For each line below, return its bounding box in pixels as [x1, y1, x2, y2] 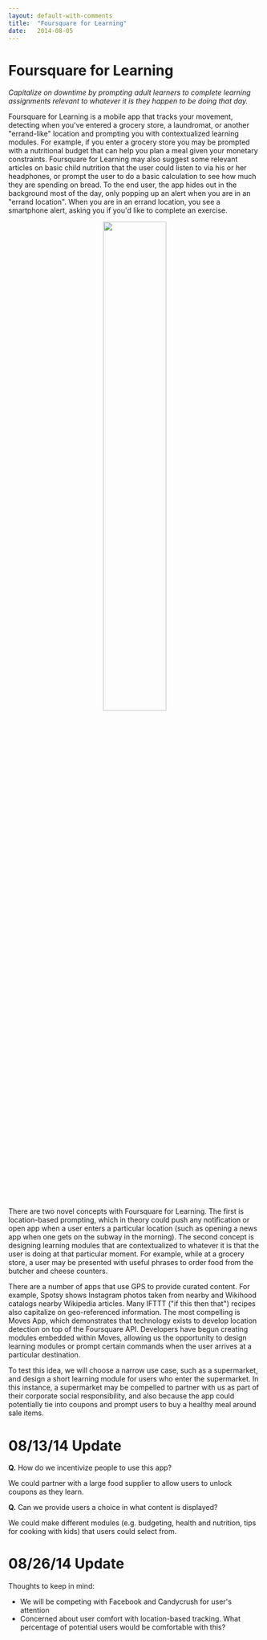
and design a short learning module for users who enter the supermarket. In [8, 1374, 259, 1384]
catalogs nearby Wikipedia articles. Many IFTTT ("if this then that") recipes [8, 1299, 257, 1308]
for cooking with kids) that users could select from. [8, 1527, 177, 1536]
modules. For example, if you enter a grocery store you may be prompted [8, 137, 250, 147]
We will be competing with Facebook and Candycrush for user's [19, 1597, 233, 1606]
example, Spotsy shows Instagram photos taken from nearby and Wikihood [8, 1290, 257, 1300]
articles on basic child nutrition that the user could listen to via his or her [8, 163, 247, 173]
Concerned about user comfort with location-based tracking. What [19, 1614, 241, 1624]
